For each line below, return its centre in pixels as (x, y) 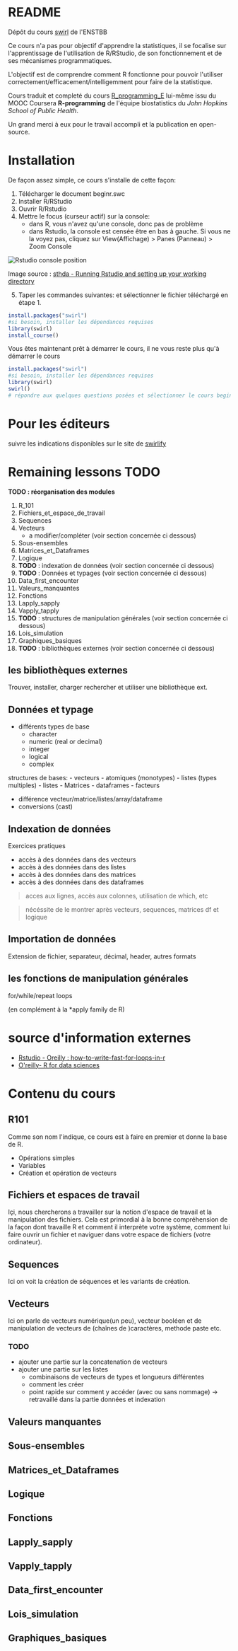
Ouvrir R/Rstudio (42, 209)
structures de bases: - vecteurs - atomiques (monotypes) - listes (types (113, 778)
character (43, 734)
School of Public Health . (43, 110)
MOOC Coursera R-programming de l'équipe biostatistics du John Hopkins (118, 103)
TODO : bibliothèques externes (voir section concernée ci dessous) (116, 648)
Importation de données (62, 939)
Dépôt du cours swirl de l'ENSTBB (58, 32)
